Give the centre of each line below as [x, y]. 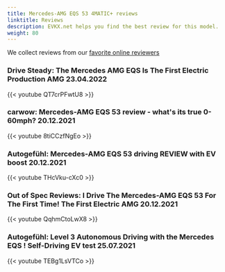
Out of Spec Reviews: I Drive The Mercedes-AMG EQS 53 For [112, 196]
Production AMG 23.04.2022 [57, 79]
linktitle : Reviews [35, 20]
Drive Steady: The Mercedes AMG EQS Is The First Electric [108, 71]
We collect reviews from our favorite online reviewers [83, 53]
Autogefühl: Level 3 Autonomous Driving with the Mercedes [111, 237]
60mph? [22, 120]
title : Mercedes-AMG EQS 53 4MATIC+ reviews [73, 13]
